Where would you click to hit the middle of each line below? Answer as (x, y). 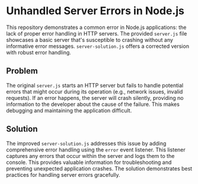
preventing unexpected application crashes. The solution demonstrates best (99, 168)
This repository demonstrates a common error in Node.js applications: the (96, 27)
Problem (22, 71)
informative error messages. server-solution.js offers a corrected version (98, 46)
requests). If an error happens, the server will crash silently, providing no (95, 98)
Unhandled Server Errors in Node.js (95, 11)
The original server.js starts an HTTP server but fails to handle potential (95, 85)
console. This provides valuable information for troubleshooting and (89, 162)
